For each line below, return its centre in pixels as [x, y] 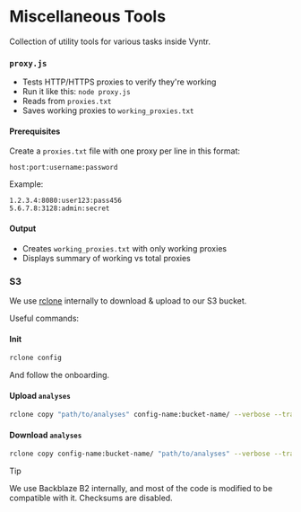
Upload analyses [40, 395]
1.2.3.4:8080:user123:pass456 [66, 201]
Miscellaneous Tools [88, 17]
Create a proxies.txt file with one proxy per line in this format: [125, 151]
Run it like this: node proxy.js [77, 92]
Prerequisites [35, 131]
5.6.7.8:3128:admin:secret [60, 208]
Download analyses [46, 435]
